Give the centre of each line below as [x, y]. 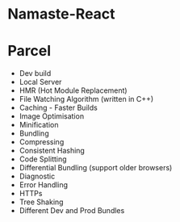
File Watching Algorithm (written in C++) [86, 99]
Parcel [29, 51]
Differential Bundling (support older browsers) [96, 168]
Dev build [35, 73]
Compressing [42, 142]
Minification [39, 125]
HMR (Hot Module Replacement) [73, 90]
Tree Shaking [41, 202]
